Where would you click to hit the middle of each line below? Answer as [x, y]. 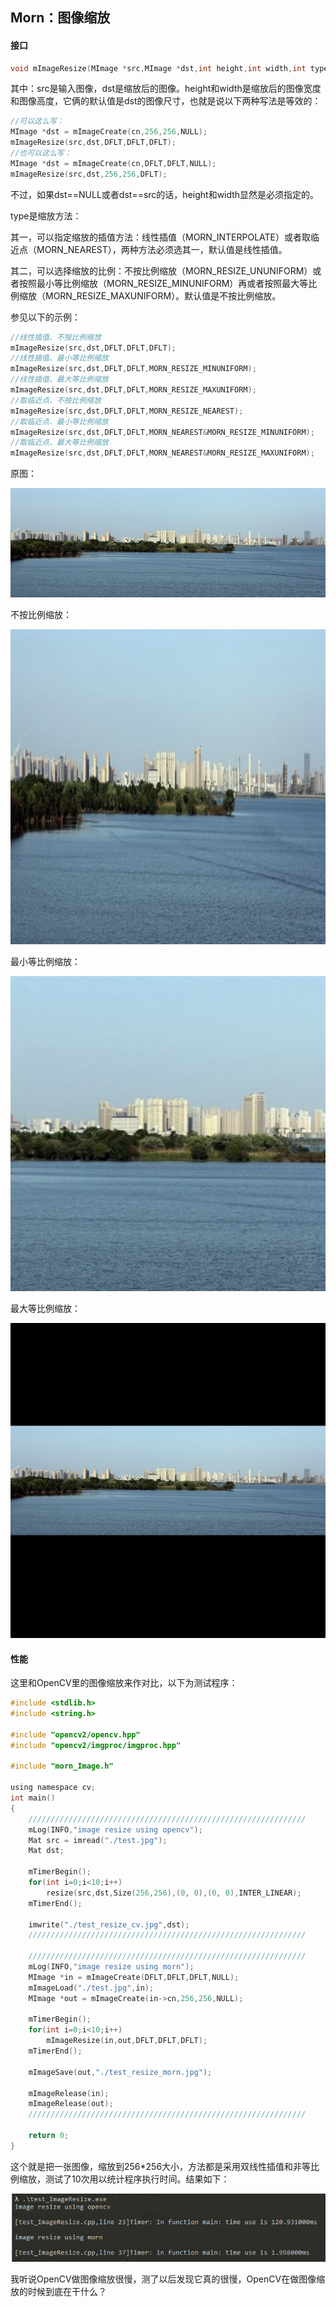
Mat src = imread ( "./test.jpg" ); [98, 1840]
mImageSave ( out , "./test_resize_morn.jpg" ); [120, 2072]
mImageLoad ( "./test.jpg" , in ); [91, 1988]
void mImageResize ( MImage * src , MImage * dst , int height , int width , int [158, 68]
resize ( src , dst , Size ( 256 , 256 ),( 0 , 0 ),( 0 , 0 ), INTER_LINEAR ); [174, 1893]
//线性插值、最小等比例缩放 [60, 358]
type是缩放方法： [46, 215]
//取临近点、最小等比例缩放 [60, 421]
